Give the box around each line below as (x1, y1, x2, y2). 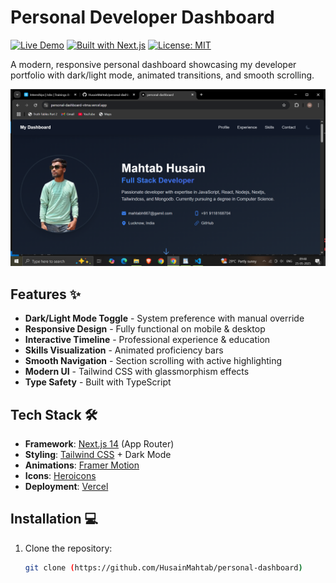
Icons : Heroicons (24, 470, 97, 482)
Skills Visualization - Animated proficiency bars (24, 344, 224, 356)
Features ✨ (10, 286, 81, 303)
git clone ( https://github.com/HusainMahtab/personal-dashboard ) (24, 562, 303, 573)
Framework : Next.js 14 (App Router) (24, 438, 175, 450)
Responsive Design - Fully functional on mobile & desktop (24, 323, 266, 335)
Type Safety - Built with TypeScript (24, 376, 172, 388)
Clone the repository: (24, 542, 113, 554)
